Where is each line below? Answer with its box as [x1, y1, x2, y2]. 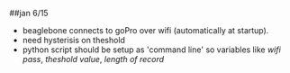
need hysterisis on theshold [22, 35, 126, 45]
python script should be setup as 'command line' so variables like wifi [22, 44, 281, 55]
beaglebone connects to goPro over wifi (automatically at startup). [22, 25, 269, 35]
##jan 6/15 [9, 8, 49, 18]
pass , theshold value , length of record [22, 54, 165, 64]
